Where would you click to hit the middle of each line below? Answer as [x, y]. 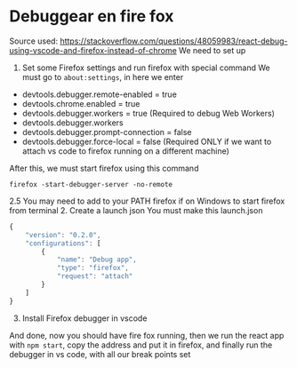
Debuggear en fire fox [92, 16]
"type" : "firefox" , [92, 268]
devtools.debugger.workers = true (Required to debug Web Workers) [148, 113]
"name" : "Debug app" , [97, 260]
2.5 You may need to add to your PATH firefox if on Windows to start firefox [147, 201]
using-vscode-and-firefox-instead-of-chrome [93, 50]
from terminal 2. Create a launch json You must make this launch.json [136, 210]
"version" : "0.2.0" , [63, 235]
